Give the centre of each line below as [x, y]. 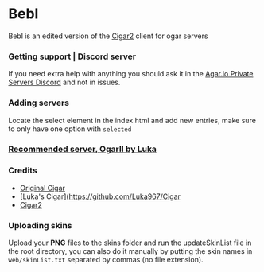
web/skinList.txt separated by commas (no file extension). [106, 260]
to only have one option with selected [70, 129]
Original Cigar [43, 188]
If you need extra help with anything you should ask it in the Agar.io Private [131, 74]
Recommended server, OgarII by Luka [83, 150]
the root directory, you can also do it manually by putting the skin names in [130, 251]
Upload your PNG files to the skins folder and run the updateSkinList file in [130, 243]
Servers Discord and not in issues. [64, 82]
